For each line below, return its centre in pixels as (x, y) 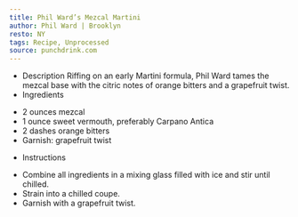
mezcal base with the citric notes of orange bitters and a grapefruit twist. (156, 85)
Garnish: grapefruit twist (67, 141)
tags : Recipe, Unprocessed (59, 42)
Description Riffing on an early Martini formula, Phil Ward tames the (145, 76)
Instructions (44, 157)
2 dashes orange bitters (66, 131)
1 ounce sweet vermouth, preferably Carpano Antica (118, 122)
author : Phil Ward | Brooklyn (65, 26)
